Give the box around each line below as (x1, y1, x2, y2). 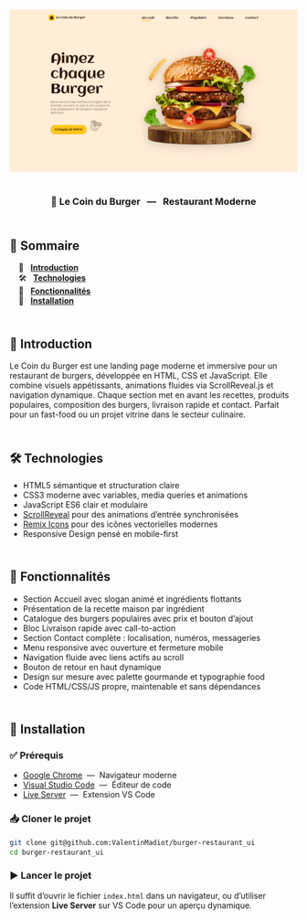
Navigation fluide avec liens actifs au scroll (22, 651, 185, 662)
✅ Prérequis (9, 749, 64, 762)
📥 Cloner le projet (9, 813, 91, 826)
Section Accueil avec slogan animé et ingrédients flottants (22, 594, 242, 604)
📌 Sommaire (9, 238, 80, 253)
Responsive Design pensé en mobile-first (22, 528, 178, 539)
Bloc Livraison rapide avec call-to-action (22, 622, 176, 634)
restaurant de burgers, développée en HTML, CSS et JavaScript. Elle (9, 370, 268, 381)
